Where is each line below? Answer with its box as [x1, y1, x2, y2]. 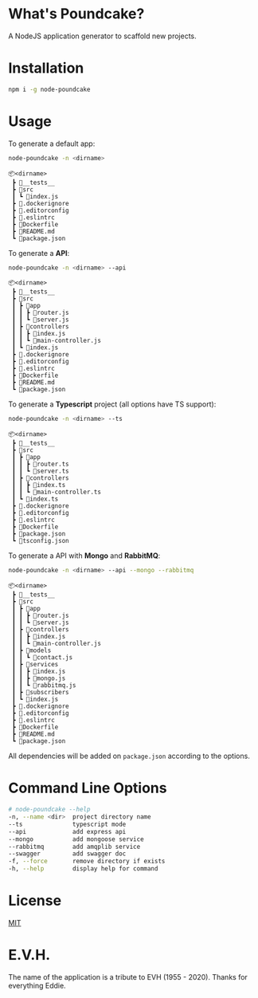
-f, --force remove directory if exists [8, 858, 166, 866]
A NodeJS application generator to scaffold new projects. [8, 31, 197, 41]
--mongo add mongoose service [8, 835, 145, 843]
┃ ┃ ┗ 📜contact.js [11, 654, 73, 662]
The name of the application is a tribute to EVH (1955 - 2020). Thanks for [8, 972, 248, 981]
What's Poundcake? [8, 5, 145, 23]
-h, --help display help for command [8, 865, 158, 873]
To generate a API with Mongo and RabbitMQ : [8, 551, 161, 560]
